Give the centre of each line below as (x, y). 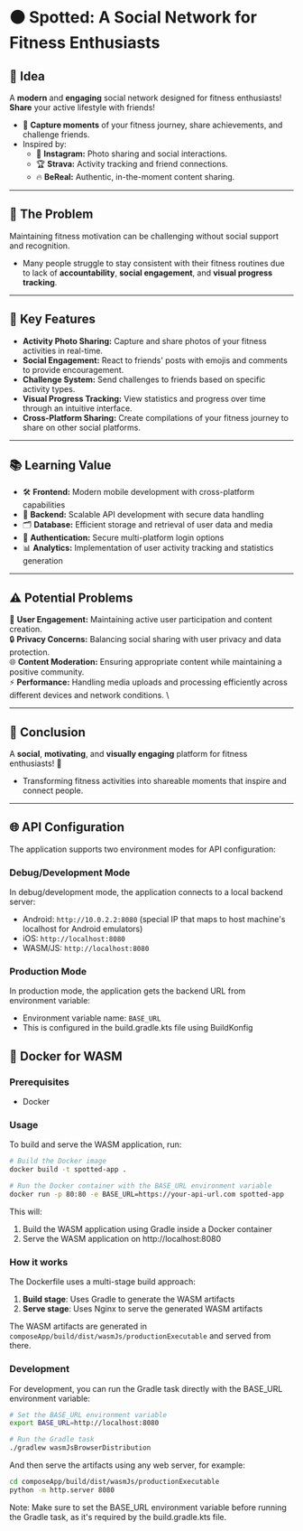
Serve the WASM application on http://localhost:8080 (122, 1238)
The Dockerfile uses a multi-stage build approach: (102, 1282)
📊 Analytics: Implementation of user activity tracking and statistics (148, 548)
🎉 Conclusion (47, 732)
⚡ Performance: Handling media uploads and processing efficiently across (149, 682)
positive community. (47, 672)
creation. (26, 630)
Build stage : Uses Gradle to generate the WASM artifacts (129, 1299)
